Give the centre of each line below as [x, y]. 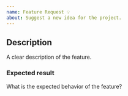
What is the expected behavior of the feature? [64, 86]
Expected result [30, 73]
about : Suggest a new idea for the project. [64, 18]
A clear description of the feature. [49, 57]
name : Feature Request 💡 [38, 12]
